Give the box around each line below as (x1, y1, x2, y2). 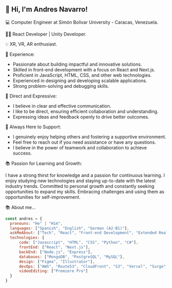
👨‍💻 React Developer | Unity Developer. (5, 31, 87, 37)
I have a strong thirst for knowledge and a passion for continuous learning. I (5, 172, 165, 178)
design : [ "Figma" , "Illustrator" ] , (18, 259, 95, 264)
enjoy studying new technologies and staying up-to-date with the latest (5, 178, 156, 184)
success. (12, 150, 32, 156)
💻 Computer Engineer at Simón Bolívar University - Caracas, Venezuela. (5, 19, 159, 25)
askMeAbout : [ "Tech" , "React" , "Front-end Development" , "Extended (10, 231, 157, 236)
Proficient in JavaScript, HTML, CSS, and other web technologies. (12, 72, 152, 78)
